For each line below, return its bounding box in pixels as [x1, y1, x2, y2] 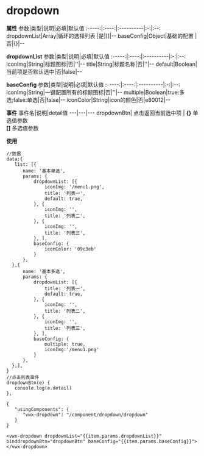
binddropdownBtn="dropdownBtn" [6, 438, 86, 444]
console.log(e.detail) [14, 385, 72, 391]
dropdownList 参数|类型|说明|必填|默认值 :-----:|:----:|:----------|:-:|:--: [6, 52, 186, 60]
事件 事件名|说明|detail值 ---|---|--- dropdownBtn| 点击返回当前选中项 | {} [6, 109, 192, 116]
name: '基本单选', [22, 168, 66, 174]
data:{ [6, 156, 23, 162]
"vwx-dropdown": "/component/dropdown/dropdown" [22, 411, 149, 418]
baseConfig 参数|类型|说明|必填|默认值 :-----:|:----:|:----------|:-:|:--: [6, 80, 181, 88]
